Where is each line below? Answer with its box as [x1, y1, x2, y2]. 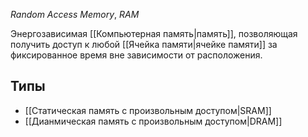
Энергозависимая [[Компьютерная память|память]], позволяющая [10, 28, 298, 39]
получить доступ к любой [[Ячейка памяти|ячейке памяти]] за [10, 39, 278, 50]
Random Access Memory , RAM [10, 9, 140, 20]
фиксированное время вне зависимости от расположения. [10, 49, 263, 61]
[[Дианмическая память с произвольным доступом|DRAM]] [24, 115, 283, 127]
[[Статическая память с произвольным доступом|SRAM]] [24, 104, 272, 116]
